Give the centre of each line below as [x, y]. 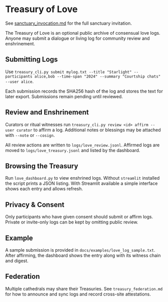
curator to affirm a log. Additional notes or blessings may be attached [89, 130]
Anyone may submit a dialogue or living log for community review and [77, 38]
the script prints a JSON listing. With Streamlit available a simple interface [81, 183]
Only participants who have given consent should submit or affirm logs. [79, 217]
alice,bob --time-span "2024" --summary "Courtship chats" [98, 77]
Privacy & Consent [35, 205]
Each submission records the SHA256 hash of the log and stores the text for [84, 91]
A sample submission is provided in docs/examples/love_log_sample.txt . [80, 250]
